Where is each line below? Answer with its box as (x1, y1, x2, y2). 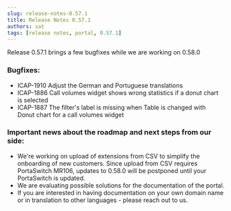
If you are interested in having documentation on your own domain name (17, 188, 224, 197)
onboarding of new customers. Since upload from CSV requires (17, 159, 198, 168)
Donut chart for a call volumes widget (17, 110, 124, 119)
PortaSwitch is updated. (17, 174, 86, 182)
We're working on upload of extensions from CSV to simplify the (17, 152, 200, 160)
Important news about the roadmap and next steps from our (7, 128, 212, 137)
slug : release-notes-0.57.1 (7, 10, 88, 17)
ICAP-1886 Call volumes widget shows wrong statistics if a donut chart (17, 88, 219, 97)
